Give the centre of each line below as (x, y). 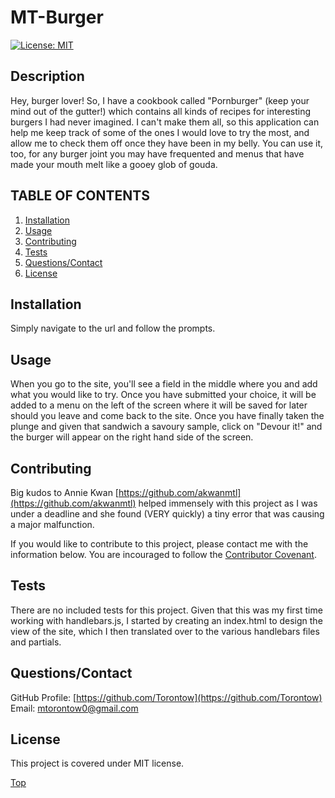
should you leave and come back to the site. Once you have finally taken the (167, 416)
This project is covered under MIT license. (97, 763)
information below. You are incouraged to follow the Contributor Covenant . (163, 554)
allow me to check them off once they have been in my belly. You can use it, (167, 143)
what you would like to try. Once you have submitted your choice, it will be (163, 395)
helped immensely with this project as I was (228, 503)
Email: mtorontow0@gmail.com (74, 708)
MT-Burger (57, 17)
